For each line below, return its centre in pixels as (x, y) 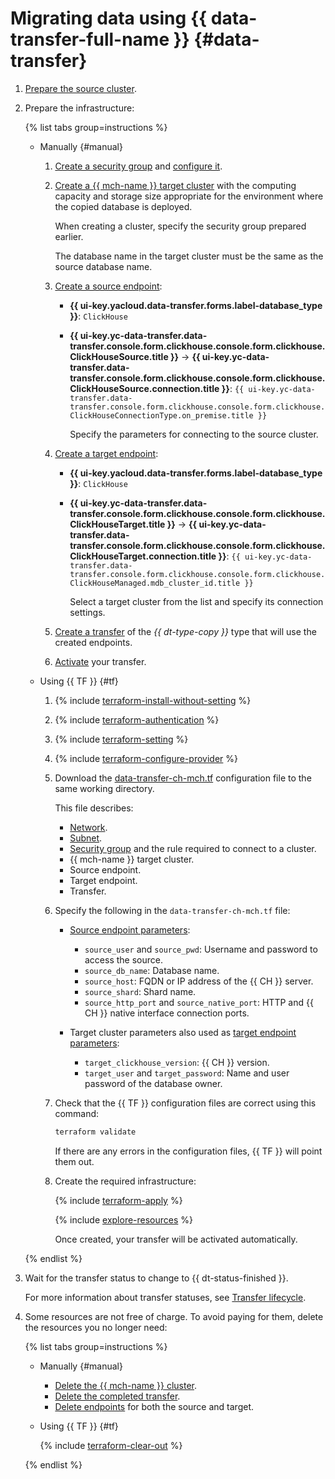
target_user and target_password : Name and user (187, 1073)
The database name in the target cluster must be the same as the (189, 256)
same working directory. (104, 788)
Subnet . (86, 838)
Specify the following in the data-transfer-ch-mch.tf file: (172, 910)
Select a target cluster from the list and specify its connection (196, 601)
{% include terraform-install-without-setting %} (153, 700)
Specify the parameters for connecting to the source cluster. (194, 434)
